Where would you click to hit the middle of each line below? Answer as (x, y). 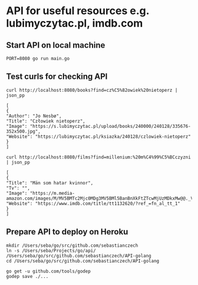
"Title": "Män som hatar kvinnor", (50, 183)
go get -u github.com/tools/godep (49, 271)
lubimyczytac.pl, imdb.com (75, 23)
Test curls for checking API (57, 77)
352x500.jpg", (24, 131)
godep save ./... (27, 276)
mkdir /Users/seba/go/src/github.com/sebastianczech (72, 246)
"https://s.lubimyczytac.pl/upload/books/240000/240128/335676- (110, 126)
